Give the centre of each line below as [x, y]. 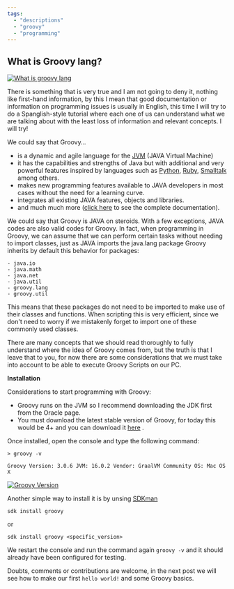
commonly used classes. [43, 329]
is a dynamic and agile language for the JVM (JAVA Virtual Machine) [115, 156]
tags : [15, 14]
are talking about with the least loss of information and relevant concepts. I [115, 121]
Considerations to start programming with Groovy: [79, 392]
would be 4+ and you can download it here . [80, 428]
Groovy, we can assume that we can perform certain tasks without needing [115, 236]
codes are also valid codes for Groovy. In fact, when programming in [106, 229]
